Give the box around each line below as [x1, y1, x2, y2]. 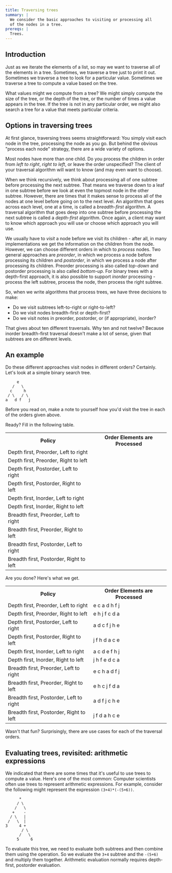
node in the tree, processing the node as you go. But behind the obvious [5, 140, 158, 146]
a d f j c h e [93, 697, 120, 705]
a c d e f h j [93, 648, 120, 655]
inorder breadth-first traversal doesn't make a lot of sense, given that [5, 330, 152, 336]
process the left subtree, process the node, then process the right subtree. [5, 279, 163, 285]
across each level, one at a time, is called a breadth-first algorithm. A [5, 203, 151, 210]
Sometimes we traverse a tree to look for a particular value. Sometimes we [5, 75, 163, 81]
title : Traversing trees [5, 7, 58, 13]
